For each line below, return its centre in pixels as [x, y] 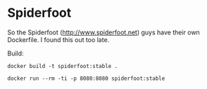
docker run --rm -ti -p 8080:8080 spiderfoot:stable [86, 78]
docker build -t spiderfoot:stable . [63, 66]
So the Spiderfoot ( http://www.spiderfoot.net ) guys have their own [104, 32]
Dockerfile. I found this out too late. [58, 39]
